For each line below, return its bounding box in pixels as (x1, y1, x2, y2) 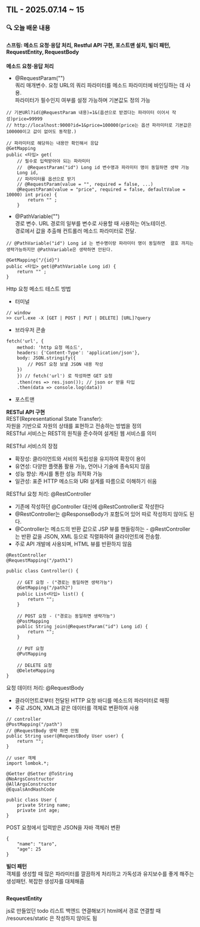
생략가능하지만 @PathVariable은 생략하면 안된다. (6, 246, 113, 253)
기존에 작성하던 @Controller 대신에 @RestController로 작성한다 (14, 503, 164, 510)
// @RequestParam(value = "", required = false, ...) (17, 181, 153, 187)
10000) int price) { (6, 191, 58, 198)
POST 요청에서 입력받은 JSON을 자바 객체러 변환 (6, 824, 121, 831)
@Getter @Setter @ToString (6, 770, 73, 776)
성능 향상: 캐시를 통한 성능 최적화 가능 (14, 470, 103, 477)
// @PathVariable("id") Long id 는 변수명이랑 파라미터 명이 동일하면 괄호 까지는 (6, 240, 194, 246)
